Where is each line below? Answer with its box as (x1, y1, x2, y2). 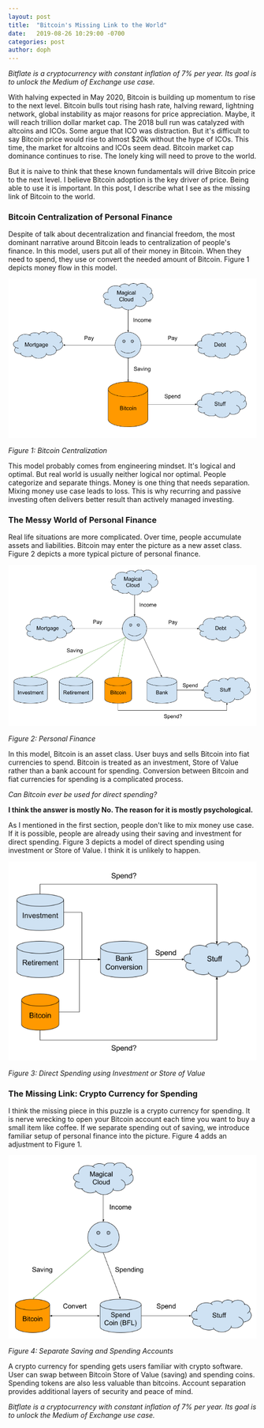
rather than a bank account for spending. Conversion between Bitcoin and (8, 766, 249, 776)
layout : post (8, 13, 51, 21)
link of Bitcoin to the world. (8, 192, 95, 202)
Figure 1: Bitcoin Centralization (8, 446, 108, 455)
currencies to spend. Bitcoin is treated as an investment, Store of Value (8, 757, 239, 767)
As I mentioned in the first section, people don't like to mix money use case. (8, 821, 255, 830)
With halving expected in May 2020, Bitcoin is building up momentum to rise (8, 93, 256, 102)
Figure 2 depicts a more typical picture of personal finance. (8, 550, 201, 559)
